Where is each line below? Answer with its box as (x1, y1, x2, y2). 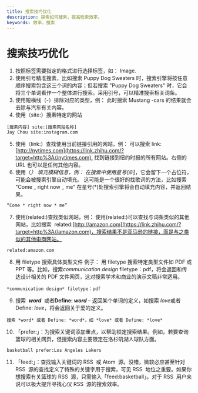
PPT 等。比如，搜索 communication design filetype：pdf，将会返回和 (15, 266, 182, 273)
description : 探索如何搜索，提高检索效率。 (6, 14, 102, 20)
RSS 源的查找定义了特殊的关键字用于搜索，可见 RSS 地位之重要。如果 (15, 366, 187, 373)
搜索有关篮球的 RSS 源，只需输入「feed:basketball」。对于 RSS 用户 (20, 373, 187, 380)
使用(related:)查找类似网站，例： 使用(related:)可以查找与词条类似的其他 (15, 214, 190, 221)
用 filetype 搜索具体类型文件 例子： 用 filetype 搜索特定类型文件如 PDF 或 (15, 258, 192, 265)
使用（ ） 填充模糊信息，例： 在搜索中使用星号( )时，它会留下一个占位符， (15, 169, 192, 176)
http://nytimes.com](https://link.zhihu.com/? (17, 147, 125, 154)
